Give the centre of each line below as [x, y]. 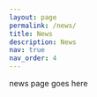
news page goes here [48, 83]
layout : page [33, 17]
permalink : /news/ [43, 26]
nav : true [27, 50]
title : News [31, 34]
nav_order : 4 [33, 58]
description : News [43, 42]
